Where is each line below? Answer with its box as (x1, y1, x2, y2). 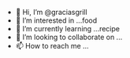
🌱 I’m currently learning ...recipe (15, 24, 121, 33)
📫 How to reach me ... (15, 42, 89, 50)
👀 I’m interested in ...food (15, 16, 98, 25)
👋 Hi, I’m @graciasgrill (15, 8, 88, 16)
